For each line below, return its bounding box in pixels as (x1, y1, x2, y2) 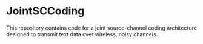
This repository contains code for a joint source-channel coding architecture (6, 24, 197, 31)
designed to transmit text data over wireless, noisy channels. (6, 30, 158, 37)
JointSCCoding (6, 4, 85, 18)
